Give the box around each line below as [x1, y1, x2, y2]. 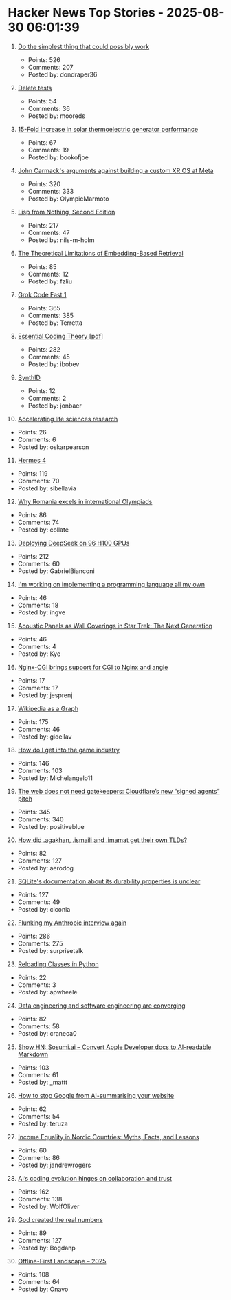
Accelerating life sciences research [17, 414, 118, 423]
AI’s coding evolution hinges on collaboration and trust [17, 1174, 173, 1182]
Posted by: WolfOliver [17, 1202, 80, 1210]
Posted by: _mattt [17, 1078, 68, 1086]
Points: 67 [27, 138, 57, 146]
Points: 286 [17, 932, 51, 940]
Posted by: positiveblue [17, 822, 85, 830]
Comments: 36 [27, 104, 71, 112]
